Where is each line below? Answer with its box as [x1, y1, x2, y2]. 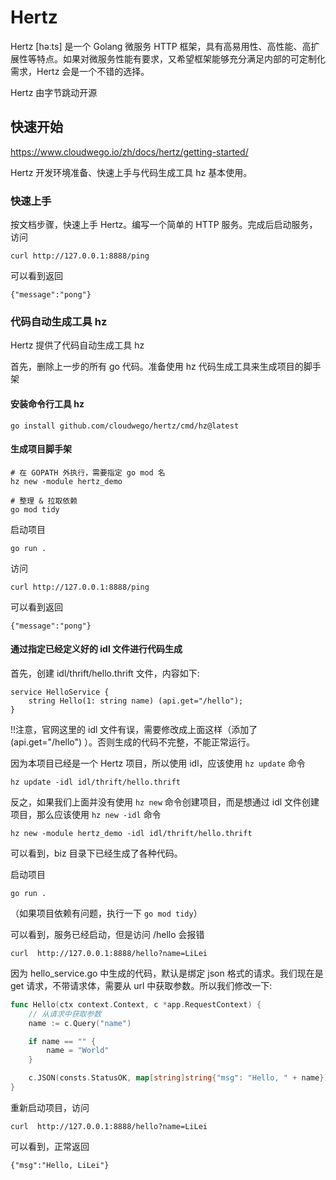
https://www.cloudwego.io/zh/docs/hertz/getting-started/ [10, 146, 249, 158]
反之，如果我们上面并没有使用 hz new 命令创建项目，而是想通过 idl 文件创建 [10, 796, 320, 808]
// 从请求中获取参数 [28, 1009, 102, 1019]
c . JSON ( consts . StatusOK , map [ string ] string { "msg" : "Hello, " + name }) [28, 1073, 329, 1083]
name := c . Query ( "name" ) [28, 1018, 132, 1028]
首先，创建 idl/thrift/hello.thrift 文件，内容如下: [10, 667, 200, 679]
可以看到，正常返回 [10, 1140, 90, 1152]
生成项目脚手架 [10, 443, 72, 455]
